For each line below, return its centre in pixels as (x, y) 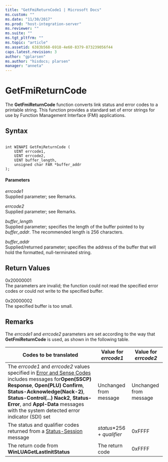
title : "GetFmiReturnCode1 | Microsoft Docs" (53, 10)
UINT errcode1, (30, 151)
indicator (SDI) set (29, 416)
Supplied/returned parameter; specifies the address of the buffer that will (81, 247)
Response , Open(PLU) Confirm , (46, 385)
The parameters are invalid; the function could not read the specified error (82, 285)
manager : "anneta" (24, 66)
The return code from (33, 445)
